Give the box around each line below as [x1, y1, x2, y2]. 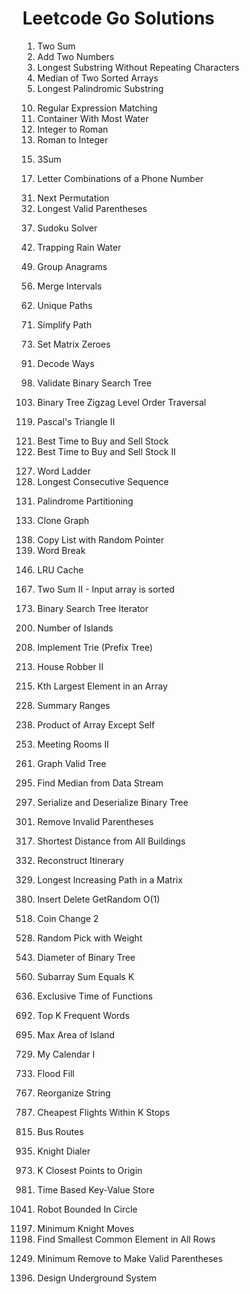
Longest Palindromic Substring [36, 82, 164, 94]
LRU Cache [36, 563, 84, 576]
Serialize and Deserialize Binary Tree [36, 796, 189, 808]
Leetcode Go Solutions [22, 7, 215, 30]
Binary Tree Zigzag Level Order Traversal [36, 396, 207, 408]
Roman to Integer [36, 133, 109, 146]
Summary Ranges [36, 699, 110, 711]
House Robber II [36, 660, 104, 672]
